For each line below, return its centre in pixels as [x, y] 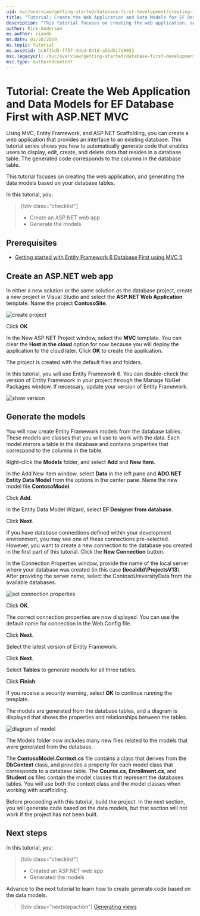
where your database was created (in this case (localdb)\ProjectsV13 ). [93, 569]
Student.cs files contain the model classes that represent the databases [95, 777]
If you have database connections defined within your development [89, 532]
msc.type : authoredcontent [40, 62]
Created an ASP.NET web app [66, 871]
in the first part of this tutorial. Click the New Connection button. [85, 551]
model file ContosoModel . [39, 486]
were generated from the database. [50, 746]
